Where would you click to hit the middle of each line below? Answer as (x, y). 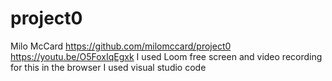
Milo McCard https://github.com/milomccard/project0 (121, 46)
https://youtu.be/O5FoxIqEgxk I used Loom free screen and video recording (166, 56)
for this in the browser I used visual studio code (108, 67)
